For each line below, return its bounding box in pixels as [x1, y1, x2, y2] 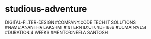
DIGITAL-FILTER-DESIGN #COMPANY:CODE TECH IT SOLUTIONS [5, 19, 136, 25]
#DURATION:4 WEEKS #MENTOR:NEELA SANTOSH [5, 29, 108, 35]
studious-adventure [5, 3, 87, 14]
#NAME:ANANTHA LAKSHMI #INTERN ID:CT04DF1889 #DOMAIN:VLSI [5, 24, 146, 30]
